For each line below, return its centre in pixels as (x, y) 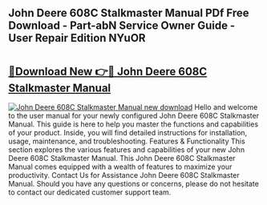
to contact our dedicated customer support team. (90, 192)
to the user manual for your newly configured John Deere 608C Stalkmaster (133, 116)
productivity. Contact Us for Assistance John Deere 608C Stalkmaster (124, 175)
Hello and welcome (226, 107)
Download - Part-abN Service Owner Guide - (122, 26)
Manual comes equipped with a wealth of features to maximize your (120, 167)
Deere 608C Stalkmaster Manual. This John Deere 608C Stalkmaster (122, 158)
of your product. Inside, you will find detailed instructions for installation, (128, 133)
